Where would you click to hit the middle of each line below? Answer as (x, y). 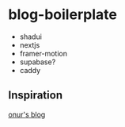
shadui (30, 37)
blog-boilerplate (62, 15)
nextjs (30, 44)
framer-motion (43, 53)
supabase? (38, 62)
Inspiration (36, 96)
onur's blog (27, 114)
